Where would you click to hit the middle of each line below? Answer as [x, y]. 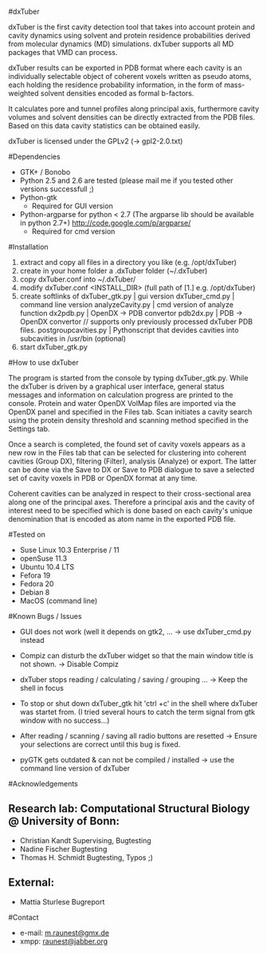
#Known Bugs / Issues [45, 616]
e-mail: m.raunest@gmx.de [65, 932]
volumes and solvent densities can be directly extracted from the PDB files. [132, 117]
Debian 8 [35, 592]
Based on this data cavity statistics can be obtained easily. [104, 126]
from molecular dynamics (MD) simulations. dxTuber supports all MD [121, 44]
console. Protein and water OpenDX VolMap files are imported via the [122, 403]
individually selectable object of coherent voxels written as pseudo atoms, [130, 76]
